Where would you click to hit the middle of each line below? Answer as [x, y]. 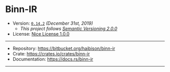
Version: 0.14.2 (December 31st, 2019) [53, 23]
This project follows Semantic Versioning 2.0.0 [69, 28]
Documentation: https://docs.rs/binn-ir [53, 59]
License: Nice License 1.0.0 [41, 34]
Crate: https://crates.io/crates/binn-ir [51, 53]
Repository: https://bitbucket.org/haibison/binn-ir [64, 48]
